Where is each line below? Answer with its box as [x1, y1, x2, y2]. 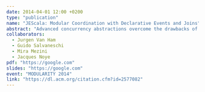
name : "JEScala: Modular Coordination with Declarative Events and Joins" [6, 20, 201, 26]
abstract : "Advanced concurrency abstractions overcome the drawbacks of [6, 25, 198, 32]
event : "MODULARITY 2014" [6, 71, 72, 77]
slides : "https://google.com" [6, 65, 84, 71]
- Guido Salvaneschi [12, 43, 64, 49]
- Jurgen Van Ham [12, 37, 56, 43]
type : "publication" [6, 15, 59, 21]
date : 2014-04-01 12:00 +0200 [6, 8, 84, 15]
